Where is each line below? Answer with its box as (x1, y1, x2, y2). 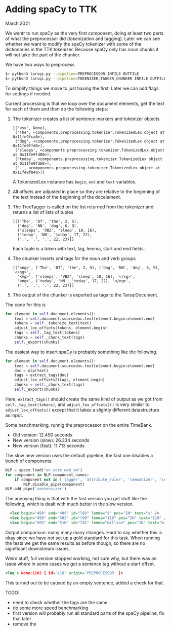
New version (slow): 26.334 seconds (12, 437, 90, 443)
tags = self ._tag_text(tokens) (14, 330, 80, 336)
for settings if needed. (5, 90, 52, 97)
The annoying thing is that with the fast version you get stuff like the (5, 496, 147, 502)
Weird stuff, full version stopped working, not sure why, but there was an (5, 555, 157, 561)
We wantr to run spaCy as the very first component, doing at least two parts (5, 30, 164, 36)
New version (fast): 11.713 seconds (12, 442, 85, 449)
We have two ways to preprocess (5, 61, 75, 67)
